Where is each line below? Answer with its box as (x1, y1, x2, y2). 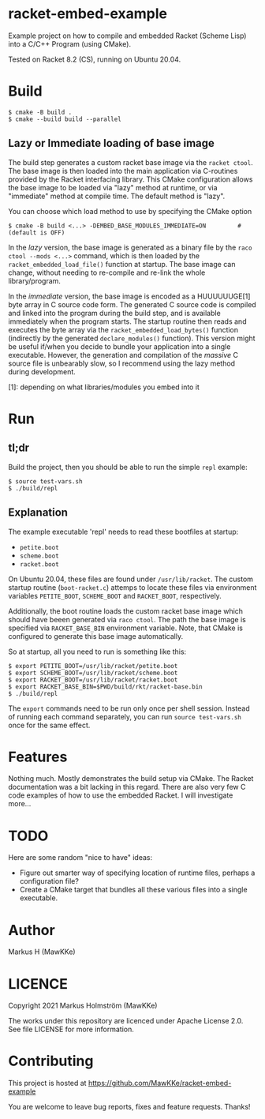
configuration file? (19, 877, 79, 886)
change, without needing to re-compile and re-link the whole (8, 268, 206, 277)
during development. (8, 366, 77, 376)
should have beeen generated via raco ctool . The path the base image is (8, 614, 246, 624)
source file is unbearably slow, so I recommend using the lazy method (8, 359, 235, 368)
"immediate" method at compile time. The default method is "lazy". (8, 191, 226, 201)
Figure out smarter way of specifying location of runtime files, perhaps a (19, 868, 256, 877)
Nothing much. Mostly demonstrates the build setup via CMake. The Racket (8, 774, 254, 783)
